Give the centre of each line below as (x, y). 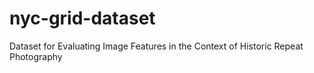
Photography (36, 56)
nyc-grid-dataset (82, 18)
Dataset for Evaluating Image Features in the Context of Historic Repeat (156, 46)
